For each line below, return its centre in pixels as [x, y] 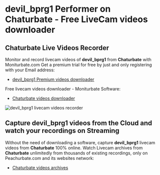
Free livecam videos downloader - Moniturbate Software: [63, 89]
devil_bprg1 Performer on [58, 9]
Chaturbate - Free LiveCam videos [77, 19]
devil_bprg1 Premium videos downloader [53, 79]
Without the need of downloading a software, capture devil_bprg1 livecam [80, 142]
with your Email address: [30, 70]
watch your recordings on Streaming [62, 131]
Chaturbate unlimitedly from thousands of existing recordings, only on [77, 153]
